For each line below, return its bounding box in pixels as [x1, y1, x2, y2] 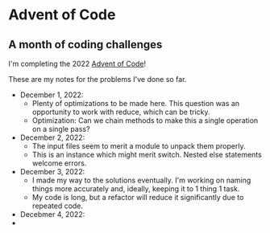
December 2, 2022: [19, 133, 85, 142]
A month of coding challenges [8, 38, 163, 51]
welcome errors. [31, 158, 87, 168]
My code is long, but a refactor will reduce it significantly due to [31, 193, 244, 202]
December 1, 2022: [19, 90, 84, 100]
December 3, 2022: [19, 167, 85, 176]
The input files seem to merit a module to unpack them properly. [31, 141, 246, 150]
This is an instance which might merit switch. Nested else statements [31, 150, 262, 159]
